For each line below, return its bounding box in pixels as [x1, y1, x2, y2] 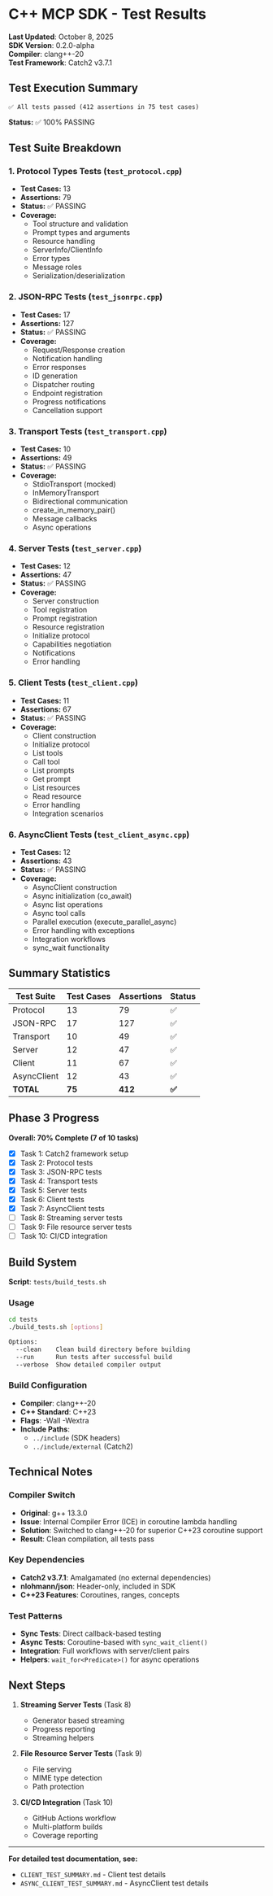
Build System [8, 1255, 77, 1269]
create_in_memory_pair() [32, 505, 116, 515]
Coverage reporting [32, 1830, 98, 1840]
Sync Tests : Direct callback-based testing [19, 1628, 162, 1639]
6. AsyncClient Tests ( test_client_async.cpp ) [8, 829, 190, 840]
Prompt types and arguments [32, 228, 131, 238]
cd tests [8, 1315, 38, 1324]
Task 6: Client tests [19, 1194, 85, 1204]
